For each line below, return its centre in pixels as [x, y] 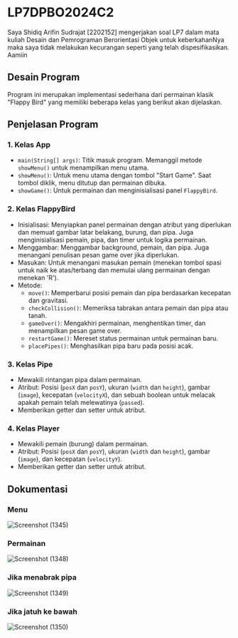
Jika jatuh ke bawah [43, 612]
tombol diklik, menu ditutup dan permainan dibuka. [92, 183]
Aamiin [17, 55]
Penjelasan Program [53, 124]
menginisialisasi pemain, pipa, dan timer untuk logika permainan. [112, 240]
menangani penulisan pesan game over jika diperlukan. [98, 254]
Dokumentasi [38, 489]
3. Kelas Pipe [30, 364]
